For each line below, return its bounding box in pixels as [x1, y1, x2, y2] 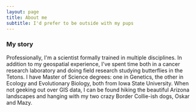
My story [6, 40, 33, 48]
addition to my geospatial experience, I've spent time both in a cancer [6, 60, 180, 67]
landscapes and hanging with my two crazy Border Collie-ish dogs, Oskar [6, 92, 190, 100]
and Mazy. [6, 99, 33, 106]
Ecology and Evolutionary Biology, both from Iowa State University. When [6, 79, 189, 87]
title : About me [6, 15, 47, 21]
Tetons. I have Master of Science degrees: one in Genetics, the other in [6, 73, 184, 81]
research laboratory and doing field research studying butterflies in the [6, 67, 183, 74]
